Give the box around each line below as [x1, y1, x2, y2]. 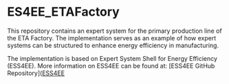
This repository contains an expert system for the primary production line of [7, 27, 222, 35]
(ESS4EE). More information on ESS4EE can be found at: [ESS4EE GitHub [7, 61, 215, 70]
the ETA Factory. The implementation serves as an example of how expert [7, 33, 217, 42]
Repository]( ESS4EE [7, 69, 65, 77]
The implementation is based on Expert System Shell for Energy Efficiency [7, 54, 218, 62]
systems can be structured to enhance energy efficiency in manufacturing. [7, 41, 219, 49]
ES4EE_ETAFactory [7, 4, 120, 20]
